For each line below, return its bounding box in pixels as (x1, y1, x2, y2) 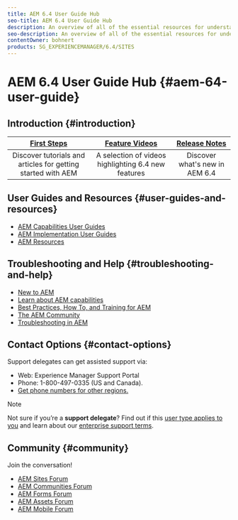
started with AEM (20, 168, 78, 178)
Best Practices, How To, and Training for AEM (17, 303, 151, 311)
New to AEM (17, 288, 55, 296)
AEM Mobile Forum (17, 505, 74, 514)
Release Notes (176, 139, 227, 148)
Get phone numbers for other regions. (17, 386, 129, 395)
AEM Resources (17, 237, 65, 246)
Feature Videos (105, 139, 158, 148)
